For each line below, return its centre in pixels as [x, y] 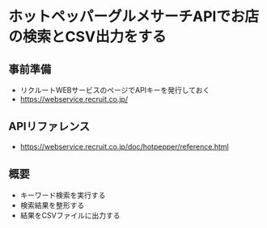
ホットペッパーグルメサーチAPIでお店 [133, 17]
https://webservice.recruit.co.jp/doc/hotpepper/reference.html [124, 146]
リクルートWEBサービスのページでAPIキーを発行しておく [115, 90]
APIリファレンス [49, 127]
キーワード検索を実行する [63, 195]
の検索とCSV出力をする [87, 37]
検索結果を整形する [52, 205]
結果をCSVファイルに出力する [70, 215]
